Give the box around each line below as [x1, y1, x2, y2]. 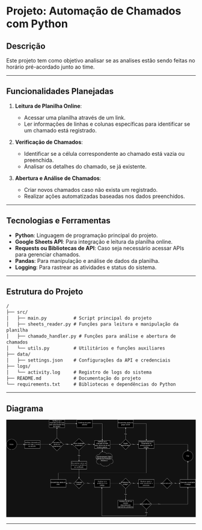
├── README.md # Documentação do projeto [6, 375, 141, 381]
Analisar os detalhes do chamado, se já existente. [23, 162, 147, 170]
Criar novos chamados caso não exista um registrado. [23, 186, 158, 193]
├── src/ [6, 309, 28, 315]
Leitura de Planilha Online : [14, 102, 82, 109]
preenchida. [23, 156, 54, 164]
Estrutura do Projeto [6, 287, 84, 297]
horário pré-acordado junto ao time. [6, 63, 95, 70]
